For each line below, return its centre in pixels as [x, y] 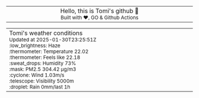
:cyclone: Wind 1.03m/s [37, 75]
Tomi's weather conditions [46, 33]
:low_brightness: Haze [35, 46]
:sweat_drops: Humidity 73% [43, 63]
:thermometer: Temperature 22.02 [49, 52]
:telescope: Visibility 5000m [41, 81]
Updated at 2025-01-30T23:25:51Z [53, 40]
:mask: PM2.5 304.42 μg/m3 [43, 69]
